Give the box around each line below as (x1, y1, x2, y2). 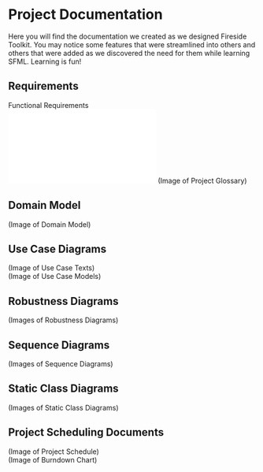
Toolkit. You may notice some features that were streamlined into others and (8, 39, 256, 49)
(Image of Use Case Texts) (8, 263, 95, 273)
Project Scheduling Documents (8, 426, 164, 439)
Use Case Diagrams (8, 242, 107, 255)
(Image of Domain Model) (8, 219, 91, 229)
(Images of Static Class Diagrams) (8, 403, 120, 412)
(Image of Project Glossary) (157, 176, 247, 185)
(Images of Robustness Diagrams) (8, 315, 119, 325)
